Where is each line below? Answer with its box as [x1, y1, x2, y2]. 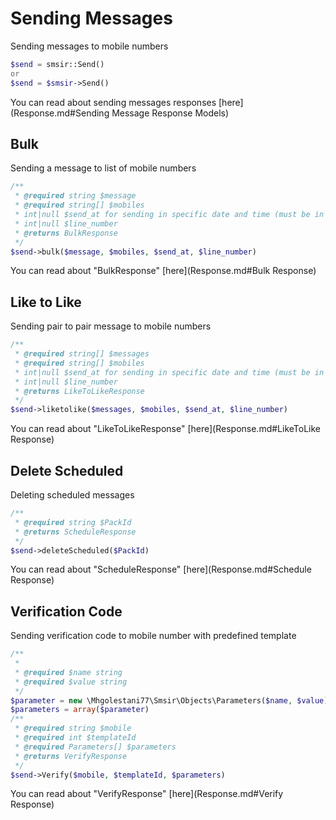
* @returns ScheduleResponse [14, 527, 137, 537]
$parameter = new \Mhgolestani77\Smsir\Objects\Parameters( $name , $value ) [10, 695, 329, 706]
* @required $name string [14, 667, 123, 677]
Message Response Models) [111, 107, 230, 119]
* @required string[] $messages [14, 349, 150, 359]
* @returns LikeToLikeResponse [14, 386, 145, 396]
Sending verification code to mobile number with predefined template [10, 630, 297, 642]
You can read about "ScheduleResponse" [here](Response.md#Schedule [10, 563, 312, 576]
